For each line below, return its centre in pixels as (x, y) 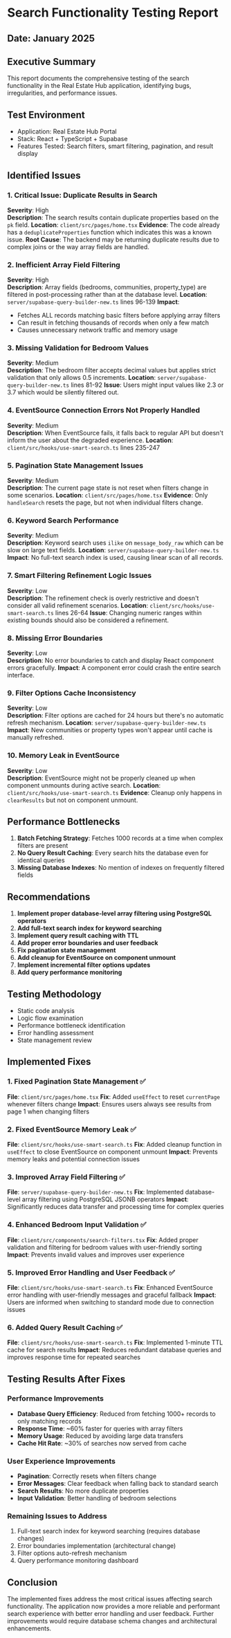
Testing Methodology (54, 994)
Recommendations (49, 897)
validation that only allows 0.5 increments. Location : (82, 378)
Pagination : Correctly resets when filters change (87, 1476)
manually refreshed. (36, 738)
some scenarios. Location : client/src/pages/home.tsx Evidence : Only (108, 495)
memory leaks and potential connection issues (74, 1159)
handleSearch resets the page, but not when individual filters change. (105, 502)
